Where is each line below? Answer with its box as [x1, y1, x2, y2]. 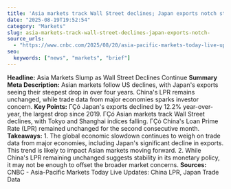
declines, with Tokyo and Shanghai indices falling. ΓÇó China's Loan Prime [7, 117, 219, 125]
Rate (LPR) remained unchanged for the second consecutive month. [7, 124, 200, 132]
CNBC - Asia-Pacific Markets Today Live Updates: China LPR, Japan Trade [7, 168, 219, 176]
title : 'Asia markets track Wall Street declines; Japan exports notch [7, 10, 217, 17]
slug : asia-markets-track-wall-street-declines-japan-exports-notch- [7, 29, 211, 36]
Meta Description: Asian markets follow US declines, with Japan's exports [7, 80, 219, 89]
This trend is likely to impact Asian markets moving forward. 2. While [7, 146, 201, 154]
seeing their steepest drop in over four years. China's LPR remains [7, 88, 195, 96]
